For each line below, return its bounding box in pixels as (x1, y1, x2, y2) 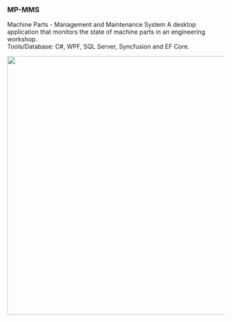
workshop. (7, 35, 38, 43)
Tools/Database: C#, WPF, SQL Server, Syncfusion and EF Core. (7, 43, 190, 51)
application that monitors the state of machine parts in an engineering (7, 28, 206, 36)
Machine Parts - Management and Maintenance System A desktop (7, 21, 197, 29)
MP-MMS (7, 5, 40, 14)
